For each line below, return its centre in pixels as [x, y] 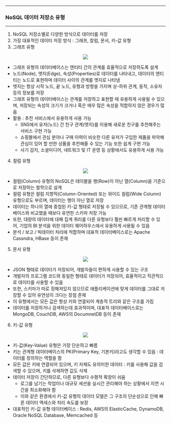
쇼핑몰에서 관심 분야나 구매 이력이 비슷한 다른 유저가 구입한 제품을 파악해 [92, 137]
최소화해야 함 [43, 390]
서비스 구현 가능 [36, 131]
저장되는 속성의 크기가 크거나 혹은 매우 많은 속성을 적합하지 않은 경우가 [89, 105]
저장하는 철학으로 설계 [40, 188]
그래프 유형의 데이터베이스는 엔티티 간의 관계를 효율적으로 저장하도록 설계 [85, 67]
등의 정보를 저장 [28, 93]
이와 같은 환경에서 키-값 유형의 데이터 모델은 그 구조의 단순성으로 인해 [89, 396]
